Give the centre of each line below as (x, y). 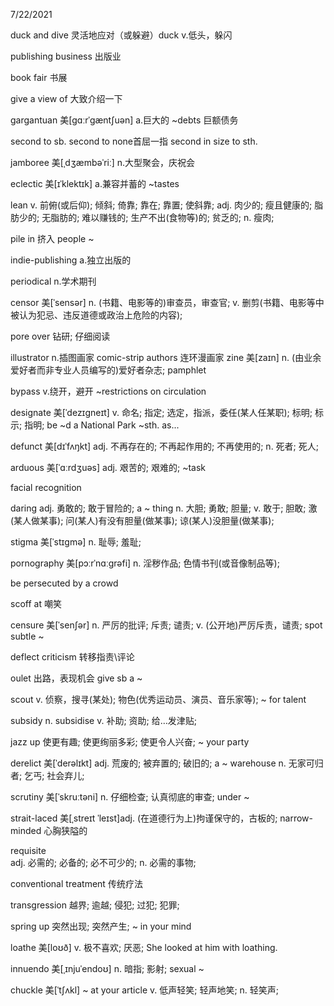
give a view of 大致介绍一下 (66, 98)
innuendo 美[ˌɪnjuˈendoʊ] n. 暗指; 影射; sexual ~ (107, 968)
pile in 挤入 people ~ (52, 238)
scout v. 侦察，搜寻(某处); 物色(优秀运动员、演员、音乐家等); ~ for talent (158, 699)
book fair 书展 (39, 77)
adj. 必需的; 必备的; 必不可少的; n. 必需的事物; (103, 862)
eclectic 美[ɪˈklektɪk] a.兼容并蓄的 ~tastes (95, 183)
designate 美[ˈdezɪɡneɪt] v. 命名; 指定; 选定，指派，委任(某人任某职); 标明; (161, 412)
